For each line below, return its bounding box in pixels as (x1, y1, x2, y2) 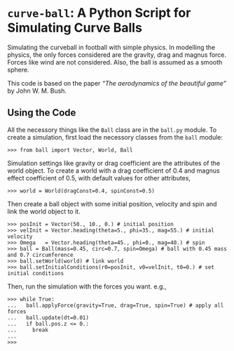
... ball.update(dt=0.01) (7, 314, 90, 321)
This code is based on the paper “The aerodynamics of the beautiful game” (7, 79, 226, 87)
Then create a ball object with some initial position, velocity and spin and (7, 199, 217, 208)
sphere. (7, 65, 29, 74)
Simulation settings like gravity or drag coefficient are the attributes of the (7, 159, 221, 167)
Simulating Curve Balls (7, 20, 142, 36)
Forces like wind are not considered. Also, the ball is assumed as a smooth (7, 58, 223, 66)
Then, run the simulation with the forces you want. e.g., (7, 282, 167, 291)
